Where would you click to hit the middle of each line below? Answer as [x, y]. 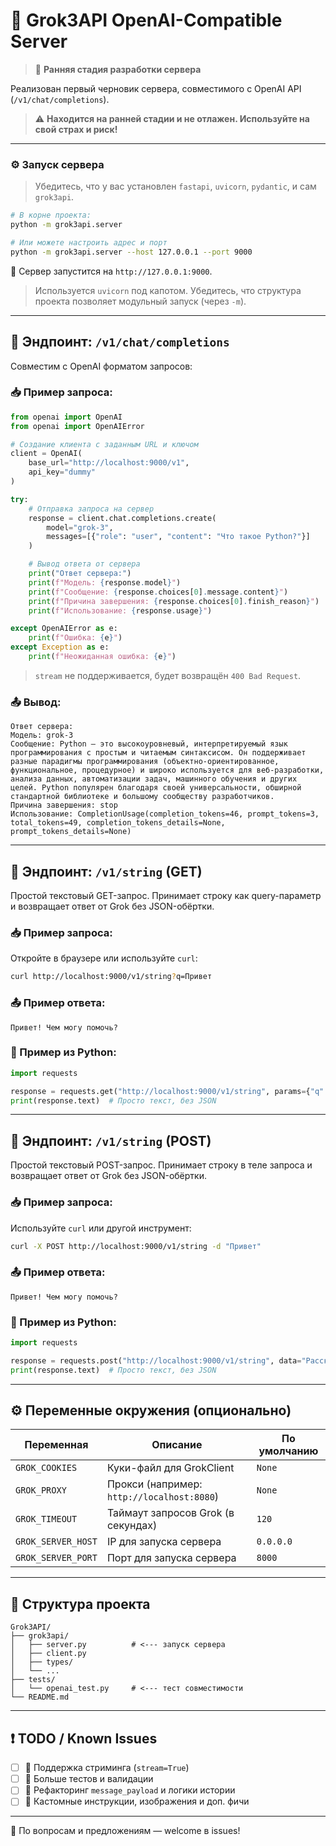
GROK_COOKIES [46, 1468]
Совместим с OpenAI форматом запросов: [101, 366]
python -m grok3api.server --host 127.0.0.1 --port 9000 [131, 252]
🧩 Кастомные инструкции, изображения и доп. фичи [137, 1801]
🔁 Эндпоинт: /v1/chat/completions [120, 342]
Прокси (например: [154, 1484]
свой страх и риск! [76, 129]
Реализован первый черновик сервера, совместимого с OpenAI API [156, 88]
